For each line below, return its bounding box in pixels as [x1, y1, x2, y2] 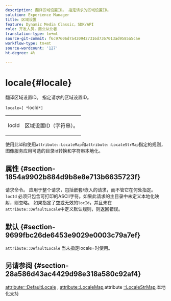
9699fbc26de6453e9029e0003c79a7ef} [5, 231, 141, 240]
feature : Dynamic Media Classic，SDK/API [5, 21, 94, 27]
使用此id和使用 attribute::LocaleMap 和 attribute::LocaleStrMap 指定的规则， [5, 141, 166, 147]
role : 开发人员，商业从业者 [5, 27, 57, 32]
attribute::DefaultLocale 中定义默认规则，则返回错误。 [5, 206, 123, 212]
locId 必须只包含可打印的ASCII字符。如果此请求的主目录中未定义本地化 [5, 193, 155, 200]
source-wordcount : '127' [5, 46, 58, 51]
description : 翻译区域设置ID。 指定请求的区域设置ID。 [5, 7, 111, 13]
